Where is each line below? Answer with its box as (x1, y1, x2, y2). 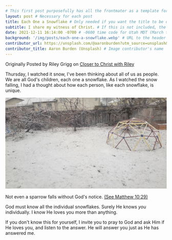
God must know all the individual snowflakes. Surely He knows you (5, 204, 146, 210)
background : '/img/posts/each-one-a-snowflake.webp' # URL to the (5, 35, 150, 41)
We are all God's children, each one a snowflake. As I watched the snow (5, 76, 158, 82)
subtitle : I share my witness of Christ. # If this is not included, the (5, 25, 166, 30)
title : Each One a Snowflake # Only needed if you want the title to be (5, 19, 164, 24)
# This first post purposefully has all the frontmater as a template (5, 8, 159, 13)
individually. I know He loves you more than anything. (5, 209, 118, 215)
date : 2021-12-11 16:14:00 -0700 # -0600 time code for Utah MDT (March (5, 30, 164, 35)
